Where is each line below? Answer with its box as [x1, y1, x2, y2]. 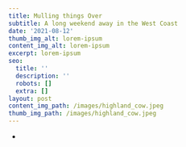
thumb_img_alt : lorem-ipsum [8, 34, 103, 43]
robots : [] [15, 79, 52, 87]
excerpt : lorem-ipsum [8, 49, 81, 57]
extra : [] [15, 86, 48, 95]
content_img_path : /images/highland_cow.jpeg [8, 102, 163, 110]
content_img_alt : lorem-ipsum [8, 42, 110, 50]
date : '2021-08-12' [8, 27, 74, 35]
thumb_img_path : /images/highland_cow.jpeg [8, 110, 157, 118]
